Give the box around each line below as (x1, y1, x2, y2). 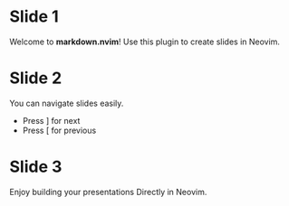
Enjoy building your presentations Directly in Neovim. (9, 186, 207, 197)
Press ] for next (22, 115, 81, 126)
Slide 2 (9, 68, 63, 89)
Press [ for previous (22, 125, 97, 136)
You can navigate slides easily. (9, 98, 124, 108)
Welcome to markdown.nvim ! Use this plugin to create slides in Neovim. (9, 36, 281, 47)
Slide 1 (9, 6, 59, 27)
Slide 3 (9, 156, 63, 177)
